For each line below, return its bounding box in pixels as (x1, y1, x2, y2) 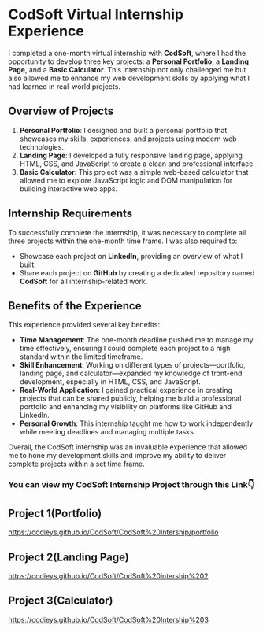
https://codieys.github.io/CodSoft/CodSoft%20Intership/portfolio (8, 527, 219, 537)
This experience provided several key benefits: (8, 320, 160, 330)
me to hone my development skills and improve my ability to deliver (8, 451, 227, 460)
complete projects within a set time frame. (8, 459, 145, 469)
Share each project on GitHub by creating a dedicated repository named (19, 268, 255, 277)
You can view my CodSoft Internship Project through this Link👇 (8, 479, 254, 490)
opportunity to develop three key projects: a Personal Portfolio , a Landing (8, 57, 250, 66)
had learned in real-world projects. (8, 81, 120, 91)
